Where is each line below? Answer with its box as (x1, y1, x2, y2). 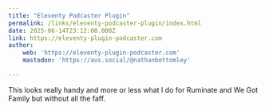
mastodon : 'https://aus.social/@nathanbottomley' (22, 57, 192, 65)
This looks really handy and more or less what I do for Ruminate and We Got (8, 85, 259, 94)
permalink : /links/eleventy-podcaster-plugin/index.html (8, 19, 202, 27)
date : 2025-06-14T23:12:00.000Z (8, 26, 116, 34)
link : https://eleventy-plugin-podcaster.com (8, 34, 162, 42)
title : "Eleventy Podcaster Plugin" (8, 11, 130, 20)
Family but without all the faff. (8, 93, 106, 103)
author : (8, 42, 34, 50)
